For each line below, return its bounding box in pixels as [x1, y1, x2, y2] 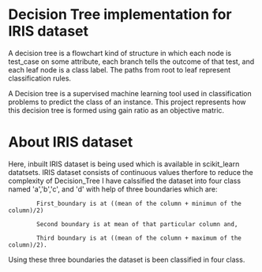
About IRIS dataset [8, 133, 133, 151]
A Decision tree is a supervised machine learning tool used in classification [8, 88, 253, 98]
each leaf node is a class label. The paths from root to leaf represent [8, 65, 231, 74]
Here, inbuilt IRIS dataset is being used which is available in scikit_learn [8, 159, 240, 169]
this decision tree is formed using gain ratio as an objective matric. [8, 105, 225, 115]
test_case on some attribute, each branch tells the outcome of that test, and [8, 57, 255, 66]
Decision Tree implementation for [8, 6, 232, 24]
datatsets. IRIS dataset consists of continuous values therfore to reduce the [8, 167, 254, 177]
